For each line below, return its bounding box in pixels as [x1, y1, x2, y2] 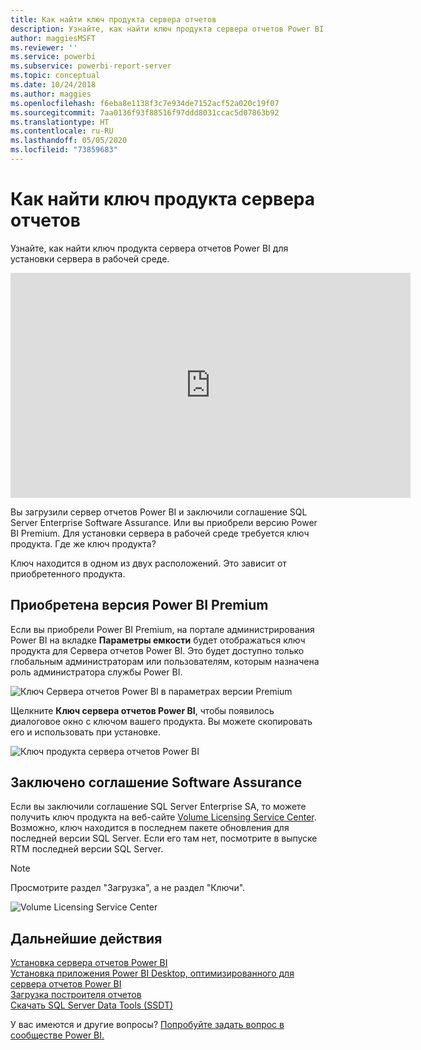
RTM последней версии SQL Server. [10, 843, 164, 855]
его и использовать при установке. [10, 726, 161, 738]
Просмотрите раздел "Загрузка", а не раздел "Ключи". [10, 882, 246, 894]
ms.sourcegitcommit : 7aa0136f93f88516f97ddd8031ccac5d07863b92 [10, 107, 280, 118]
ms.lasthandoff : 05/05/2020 [10, 136, 128, 146]
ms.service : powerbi [10, 52, 97, 62]
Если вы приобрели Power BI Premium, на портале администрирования [10, 623, 315, 635]
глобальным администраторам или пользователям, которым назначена [10, 655, 320, 667]
